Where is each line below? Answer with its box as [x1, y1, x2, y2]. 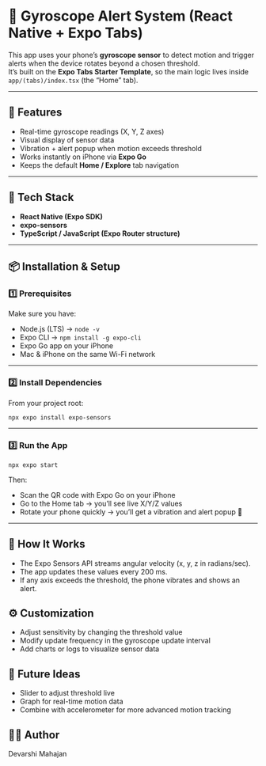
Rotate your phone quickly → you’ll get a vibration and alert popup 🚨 [19, 506, 243, 517]
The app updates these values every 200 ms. [19, 567, 168, 576]
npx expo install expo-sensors [8, 413, 112, 422]
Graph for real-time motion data [19, 696, 124, 707]
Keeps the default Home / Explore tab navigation [19, 160, 180, 169]
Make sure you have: [8, 309, 77, 319]
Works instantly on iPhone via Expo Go [19, 152, 146, 161]
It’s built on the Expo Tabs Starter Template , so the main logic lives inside [8, 66, 249, 76]
